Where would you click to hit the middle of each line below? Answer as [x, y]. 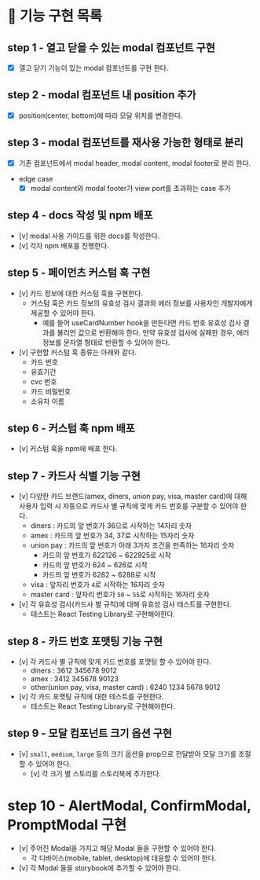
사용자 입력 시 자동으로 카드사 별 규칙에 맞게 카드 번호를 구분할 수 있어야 [128, 506]
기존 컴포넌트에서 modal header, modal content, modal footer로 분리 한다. [135, 163]
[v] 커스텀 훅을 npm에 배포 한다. [68, 449]
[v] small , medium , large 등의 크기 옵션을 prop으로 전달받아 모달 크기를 [128, 753]
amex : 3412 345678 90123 [75, 678]
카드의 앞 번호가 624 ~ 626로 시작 [95, 565]
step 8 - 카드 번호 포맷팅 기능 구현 [85, 641]
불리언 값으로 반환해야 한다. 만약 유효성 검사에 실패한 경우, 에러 [153, 332]
